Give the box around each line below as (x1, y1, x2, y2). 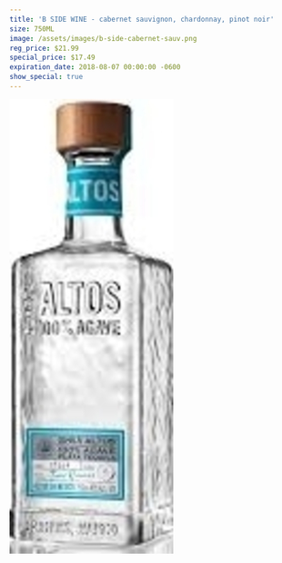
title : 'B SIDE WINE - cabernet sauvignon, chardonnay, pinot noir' (9, 15, 275, 24)
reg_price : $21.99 (9, 44, 79, 53)
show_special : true (9, 73, 84, 82)
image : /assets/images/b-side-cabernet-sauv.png (9, 34, 197, 43)
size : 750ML (9, 24, 55, 34)
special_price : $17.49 (9, 53, 96, 63)
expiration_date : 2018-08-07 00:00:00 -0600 (9, 63, 181, 72)
